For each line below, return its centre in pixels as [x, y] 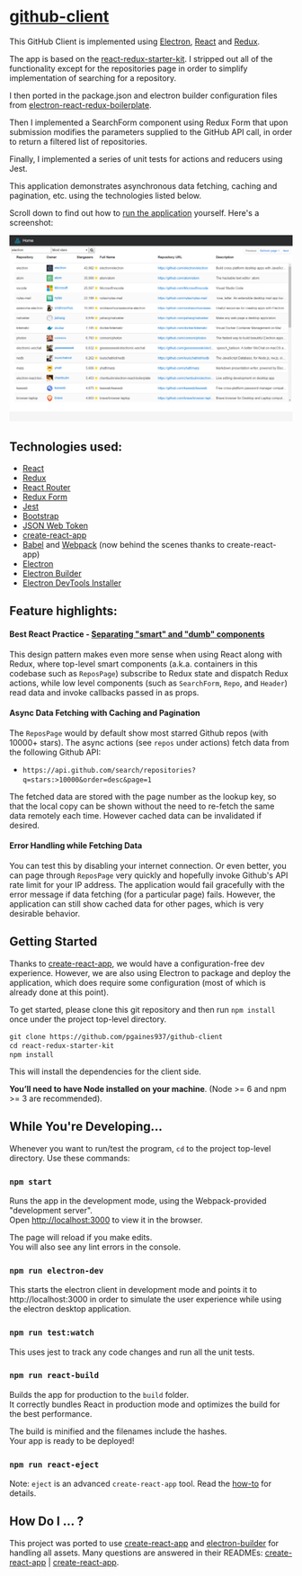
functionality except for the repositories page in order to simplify [129, 68]
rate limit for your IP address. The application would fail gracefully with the [147, 884]
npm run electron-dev [57, 1271]
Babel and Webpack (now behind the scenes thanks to [123, 544]
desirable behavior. [45, 913]
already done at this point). [59, 992]
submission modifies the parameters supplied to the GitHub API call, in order [151, 131]
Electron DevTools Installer [71, 583]
